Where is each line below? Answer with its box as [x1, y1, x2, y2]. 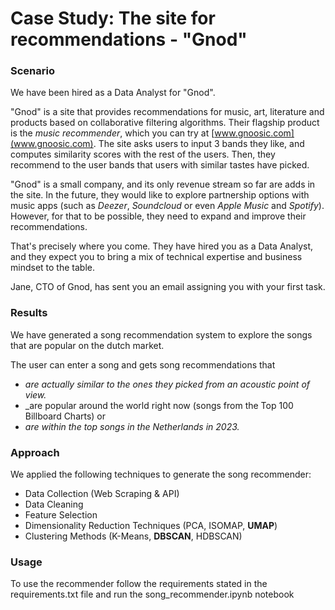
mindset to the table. [10, 262, 95, 274]
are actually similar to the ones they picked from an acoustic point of [24, 378, 311, 390]
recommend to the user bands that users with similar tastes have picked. [10, 159, 310, 171]
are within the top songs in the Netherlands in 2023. [24, 420, 240, 432]
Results [10, 306, 48, 320]
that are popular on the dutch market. [10, 339, 165, 351]
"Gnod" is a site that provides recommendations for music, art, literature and [10, 106, 325, 118]
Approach [10, 445, 60, 459]
